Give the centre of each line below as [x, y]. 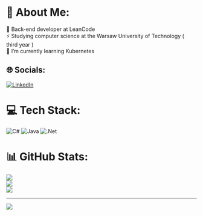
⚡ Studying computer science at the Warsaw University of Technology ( [95, 36]
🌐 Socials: [26, 70]
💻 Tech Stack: [43, 110]
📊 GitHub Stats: [47, 156]
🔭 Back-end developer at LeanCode [51, 29]
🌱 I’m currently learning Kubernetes [50, 51]
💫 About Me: [38, 12]
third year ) [20, 44]
